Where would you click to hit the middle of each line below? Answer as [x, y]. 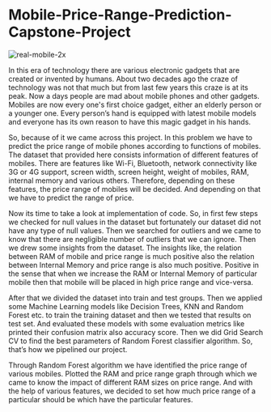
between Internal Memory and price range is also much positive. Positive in [134, 265]
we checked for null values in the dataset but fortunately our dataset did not [135, 222]
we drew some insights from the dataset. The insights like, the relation [125, 248]
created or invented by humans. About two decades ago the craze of [123, 79]
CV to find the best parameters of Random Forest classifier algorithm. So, [131, 341]
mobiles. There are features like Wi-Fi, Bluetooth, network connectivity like [133, 163]
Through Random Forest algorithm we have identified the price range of [128, 365]
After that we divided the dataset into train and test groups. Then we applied [135, 298]
